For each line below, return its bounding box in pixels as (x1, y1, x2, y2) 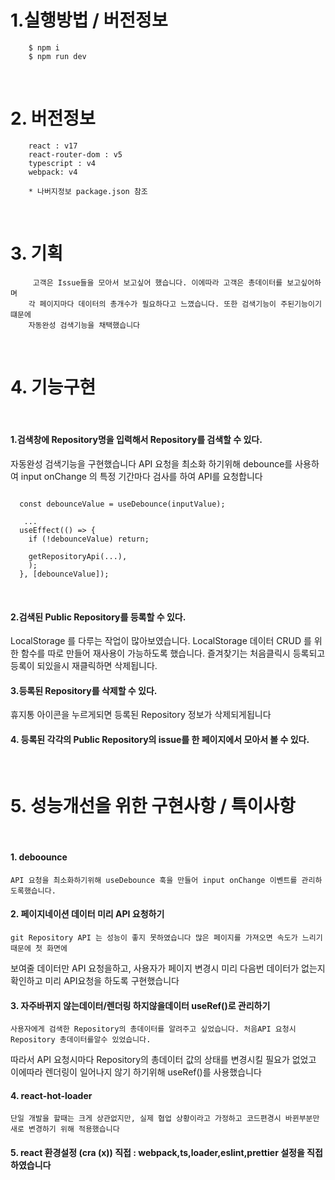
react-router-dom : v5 (28, 149, 123, 160)
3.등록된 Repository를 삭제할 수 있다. (10, 684, 158, 696)
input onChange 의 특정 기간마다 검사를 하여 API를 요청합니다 (20, 470, 263, 482)
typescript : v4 (28, 158, 97, 168)
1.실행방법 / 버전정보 (10, 9, 168, 32)
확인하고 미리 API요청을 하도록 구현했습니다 (10, 974, 180, 986)
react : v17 (28, 141, 78, 151)
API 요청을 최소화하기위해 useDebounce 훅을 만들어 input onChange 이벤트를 (10, 875, 298, 885)
